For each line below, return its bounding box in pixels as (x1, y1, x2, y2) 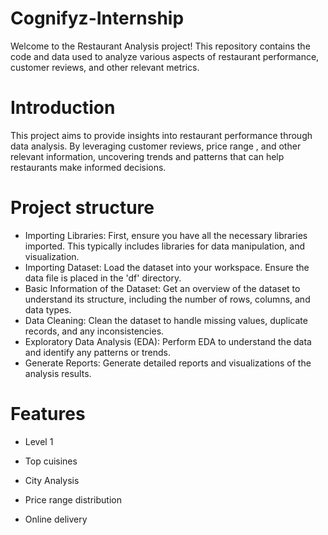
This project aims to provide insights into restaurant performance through (10, 129, 313, 141)
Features (10, 403, 86, 425)
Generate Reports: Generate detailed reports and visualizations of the (24, 357, 312, 369)
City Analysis (24, 474, 80, 486)
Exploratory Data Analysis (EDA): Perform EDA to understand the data (24, 335, 312, 347)
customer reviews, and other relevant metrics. (10, 61, 200, 73)
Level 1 (24, 435, 54, 447)
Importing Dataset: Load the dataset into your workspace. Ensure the (24, 261, 310, 273)
